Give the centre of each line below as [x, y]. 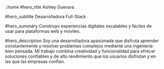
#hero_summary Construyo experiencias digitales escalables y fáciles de [79, 26]
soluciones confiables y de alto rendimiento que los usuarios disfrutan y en [81, 56]
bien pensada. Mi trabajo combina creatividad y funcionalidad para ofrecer [80, 51]
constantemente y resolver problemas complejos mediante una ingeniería [79, 46]
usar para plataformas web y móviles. [43, 31]
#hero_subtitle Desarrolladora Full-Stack [46, 16]
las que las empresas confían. [35, 61]
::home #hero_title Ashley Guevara [40, 7]
